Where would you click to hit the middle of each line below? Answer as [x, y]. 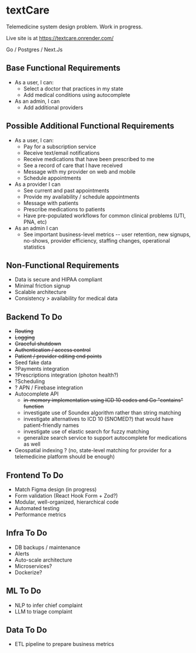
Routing [24, 331]
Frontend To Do [35, 475]
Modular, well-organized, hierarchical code [67, 502]
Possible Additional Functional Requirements [90, 126]
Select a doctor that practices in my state [73, 89]
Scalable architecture [40, 292]
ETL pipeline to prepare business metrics [64, 644]
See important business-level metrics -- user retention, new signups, [107, 234]
